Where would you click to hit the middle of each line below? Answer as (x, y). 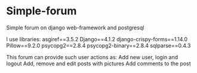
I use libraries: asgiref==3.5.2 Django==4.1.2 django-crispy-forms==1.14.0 (97, 39)
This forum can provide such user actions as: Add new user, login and (92, 57)
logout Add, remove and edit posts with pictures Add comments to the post (98, 63)
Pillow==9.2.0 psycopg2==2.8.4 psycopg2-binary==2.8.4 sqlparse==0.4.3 (98, 45)
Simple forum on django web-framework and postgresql (75, 28)
